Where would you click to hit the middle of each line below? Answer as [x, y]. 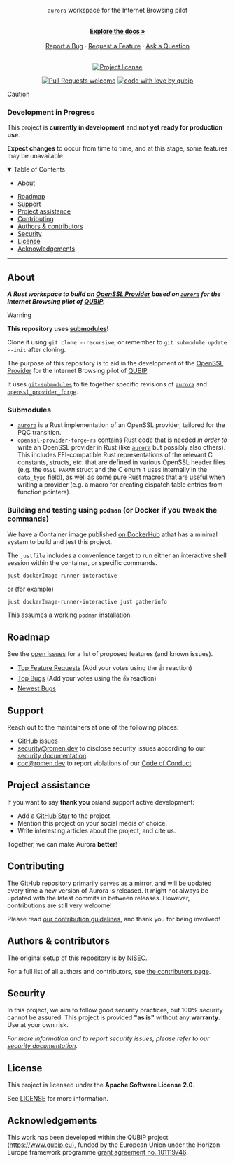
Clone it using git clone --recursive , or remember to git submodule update [117, 342]
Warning [19, 315]
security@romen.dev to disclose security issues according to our [111, 748]
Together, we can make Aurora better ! [62, 844]
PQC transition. [39, 433]
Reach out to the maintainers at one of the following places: [93, 727]
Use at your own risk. [38, 1025]
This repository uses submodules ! [58, 329]
